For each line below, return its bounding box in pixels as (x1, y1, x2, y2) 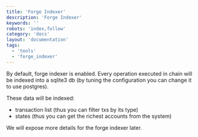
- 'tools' (11, 48, 36, 54)
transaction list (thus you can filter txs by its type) (14, 106, 139, 113)
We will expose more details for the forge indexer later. (6, 124, 142, 131)
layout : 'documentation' (6, 37, 69, 43)
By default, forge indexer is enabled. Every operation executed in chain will (6, 70, 193, 77)
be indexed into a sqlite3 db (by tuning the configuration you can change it (6, 76, 192, 84)
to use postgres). (6, 82, 49, 90)
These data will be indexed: (6, 94, 75, 102)
